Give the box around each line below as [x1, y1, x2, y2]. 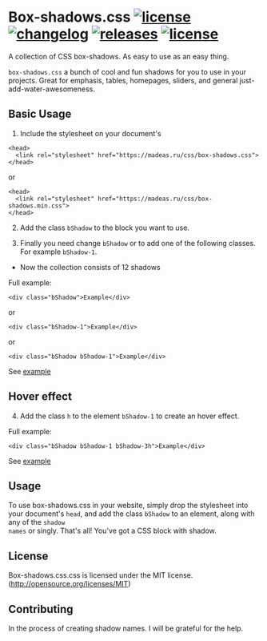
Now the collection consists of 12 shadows [19, 262, 161, 272]
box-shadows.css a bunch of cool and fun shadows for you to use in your [8, 67, 246, 76]
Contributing [8, 602, 74, 616]
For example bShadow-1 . [19, 247, 98, 256]
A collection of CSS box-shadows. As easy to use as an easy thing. [8, 51, 229, 61]
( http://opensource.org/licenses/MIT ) [8, 579, 131, 589]
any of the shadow [8, 518, 66, 527]
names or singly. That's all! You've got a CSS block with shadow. [8, 526, 217, 536]
